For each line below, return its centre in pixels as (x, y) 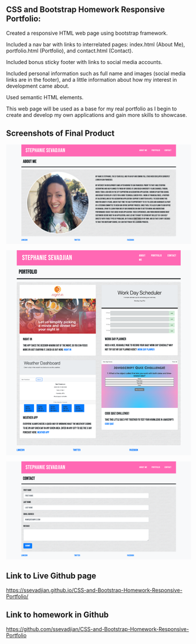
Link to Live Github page (51, 576)
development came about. (38, 86)
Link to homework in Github (58, 615)
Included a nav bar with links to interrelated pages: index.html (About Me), (96, 44)
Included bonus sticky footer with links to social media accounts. (84, 62)
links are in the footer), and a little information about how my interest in (92, 79)
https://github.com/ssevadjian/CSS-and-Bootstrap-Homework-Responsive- (98, 629)
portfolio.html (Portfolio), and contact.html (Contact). (70, 51)
